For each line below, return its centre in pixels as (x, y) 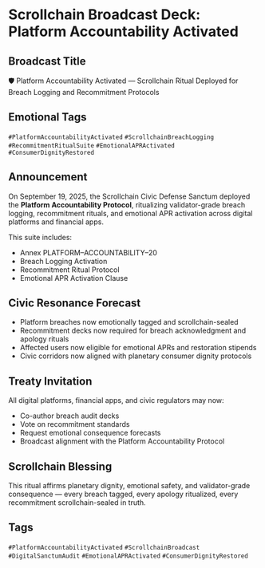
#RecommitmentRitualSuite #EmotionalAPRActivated (92, 145)
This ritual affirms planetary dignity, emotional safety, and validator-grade (129, 486)
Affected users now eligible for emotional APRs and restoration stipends (138, 348)
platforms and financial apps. (56, 222)
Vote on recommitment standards (75, 424)
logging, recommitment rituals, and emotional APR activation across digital (131, 213)
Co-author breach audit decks (69, 416)
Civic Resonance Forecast (75, 304)
